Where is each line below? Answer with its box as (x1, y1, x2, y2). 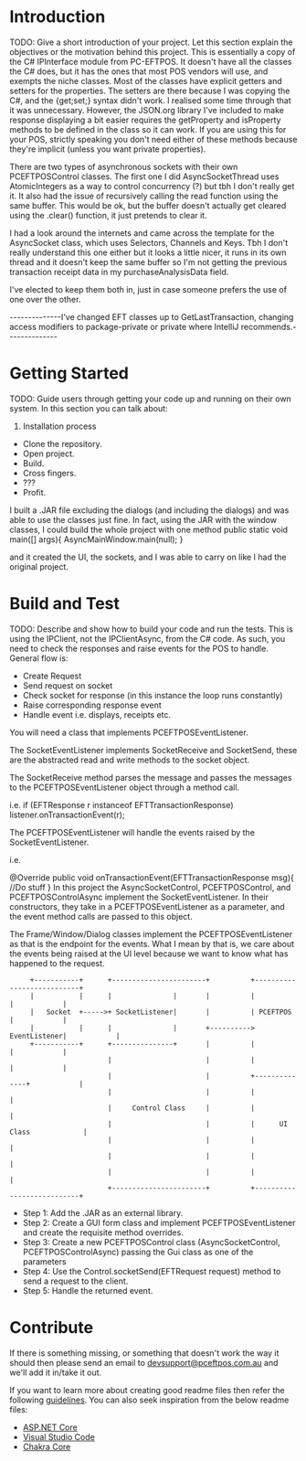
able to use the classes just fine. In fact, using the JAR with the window (9, 514, 277, 525)
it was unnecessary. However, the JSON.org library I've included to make (9, 104, 285, 115)
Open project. (22, 448, 75, 459)
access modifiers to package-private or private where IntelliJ (9, 321, 239, 332)
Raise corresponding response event (22, 699, 162, 710)
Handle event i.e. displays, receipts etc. (22, 709, 172, 720)
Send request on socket (22, 679, 113, 691)
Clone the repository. (22, 438, 102, 449)
